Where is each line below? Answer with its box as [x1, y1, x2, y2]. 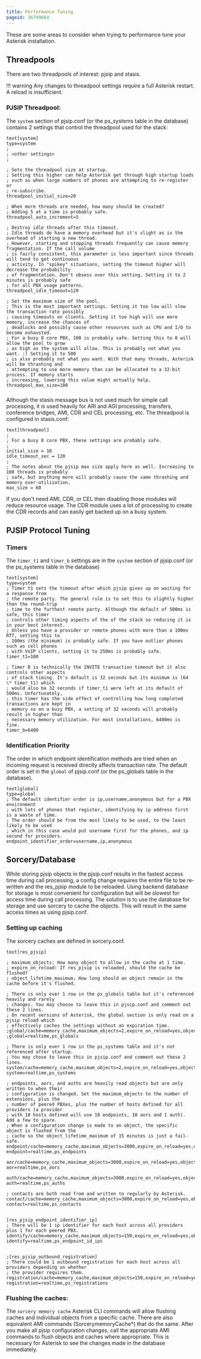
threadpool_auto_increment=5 [6, 214, 79, 220]
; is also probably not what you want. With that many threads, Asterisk [6, 356, 194, 362]
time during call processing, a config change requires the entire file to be [6, 877, 186, 884]
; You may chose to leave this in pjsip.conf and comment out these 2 [6, 1054, 186, 1060]
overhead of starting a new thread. [6, 235, 98, 241]
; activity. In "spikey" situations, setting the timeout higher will [6, 261, 186, 267]
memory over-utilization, [6, 479, 71, 485]
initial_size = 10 [6, 448, 52, 454]
